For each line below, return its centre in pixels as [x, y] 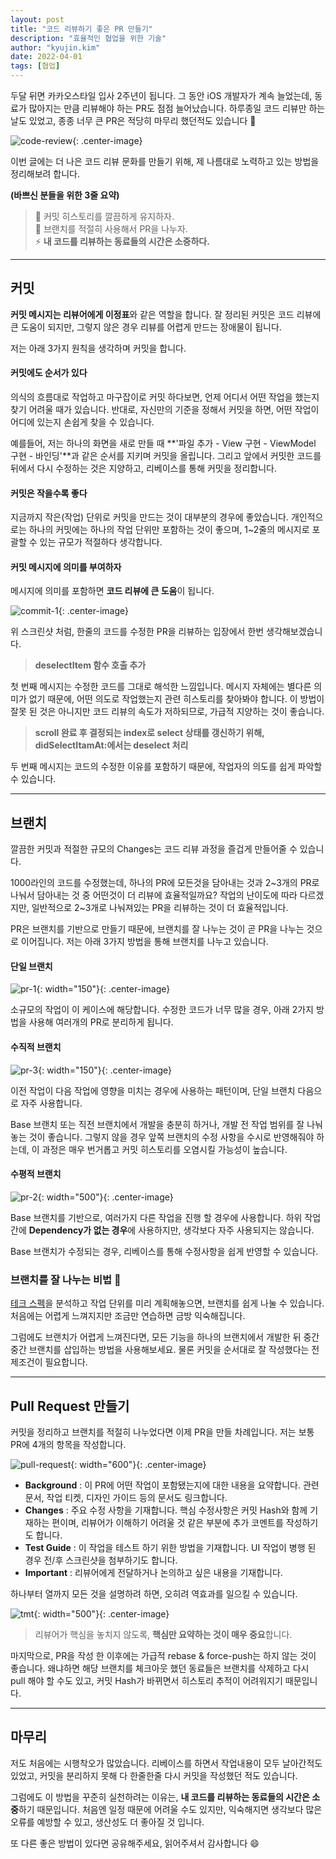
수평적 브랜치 [36, 1174]
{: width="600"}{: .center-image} [138, 1464]
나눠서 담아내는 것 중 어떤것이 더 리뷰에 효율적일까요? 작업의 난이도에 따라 [154, 895]
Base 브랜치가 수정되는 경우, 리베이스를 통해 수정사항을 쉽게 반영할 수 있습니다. [164, 1251]
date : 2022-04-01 [46, 57]
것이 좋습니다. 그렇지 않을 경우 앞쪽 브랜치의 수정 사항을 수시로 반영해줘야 [171, 1137]
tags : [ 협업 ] [35, 66]
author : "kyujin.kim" [55, 47]
